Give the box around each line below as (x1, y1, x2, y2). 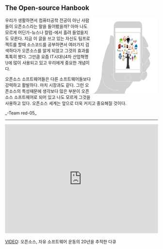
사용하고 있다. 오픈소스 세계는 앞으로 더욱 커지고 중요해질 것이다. (5, 100, 127, 106)
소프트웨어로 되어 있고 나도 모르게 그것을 (14, 94, 91, 100)
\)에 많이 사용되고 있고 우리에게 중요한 (5, 60, 77, 65)
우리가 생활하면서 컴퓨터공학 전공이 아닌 (5, 17, 81, 23)
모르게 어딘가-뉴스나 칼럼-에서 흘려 (5, 29, 71, 35)
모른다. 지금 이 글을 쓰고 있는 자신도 (10, 35, 78, 41)
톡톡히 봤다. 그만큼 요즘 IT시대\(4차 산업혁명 (5, 53, 89, 60)
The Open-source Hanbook (5, 4, 90, 12)
